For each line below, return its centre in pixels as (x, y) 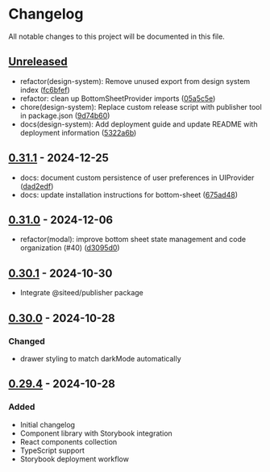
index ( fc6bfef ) (45, 90)
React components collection (69, 441)
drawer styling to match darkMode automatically (100, 358)
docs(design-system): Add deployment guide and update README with (139, 124)
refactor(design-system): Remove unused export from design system (135, 81)
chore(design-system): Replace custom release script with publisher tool (141, 107)
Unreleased (38, 62)
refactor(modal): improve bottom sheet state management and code (133, 240)
